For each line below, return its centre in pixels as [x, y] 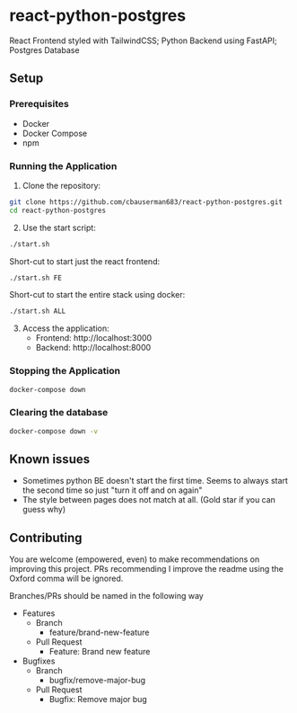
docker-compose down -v [54, 431]
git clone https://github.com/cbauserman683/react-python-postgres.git [146, 202]
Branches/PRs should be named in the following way [106, 596]
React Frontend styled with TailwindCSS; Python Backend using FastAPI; [144, 40]
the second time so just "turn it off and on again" [112, 490]
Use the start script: [59, 227]
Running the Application [63, 165]
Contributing [46, 537]
